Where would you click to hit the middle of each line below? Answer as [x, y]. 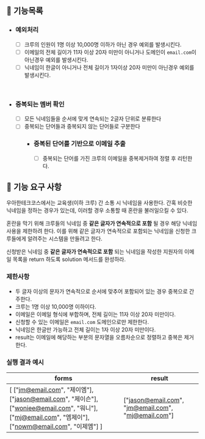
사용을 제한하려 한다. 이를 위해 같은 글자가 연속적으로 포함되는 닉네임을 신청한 [98, 231]
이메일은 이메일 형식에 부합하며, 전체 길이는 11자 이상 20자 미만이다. [95, 314]
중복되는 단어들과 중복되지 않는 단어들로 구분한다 [82, 127]
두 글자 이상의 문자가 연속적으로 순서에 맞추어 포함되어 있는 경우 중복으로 [101, 291]
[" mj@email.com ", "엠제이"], [49, 418]
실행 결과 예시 [25, 362]
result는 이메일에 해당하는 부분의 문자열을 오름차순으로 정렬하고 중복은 [99, 337]
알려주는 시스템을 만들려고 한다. [65, 239]
